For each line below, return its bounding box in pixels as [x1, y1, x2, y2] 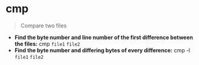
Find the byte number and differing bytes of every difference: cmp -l [14, 46, 191, 53]
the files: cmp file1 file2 [14, 40, 80, 47]
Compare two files [20, 22, 67, 29]
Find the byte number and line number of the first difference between [14, 33, 194, 41]
